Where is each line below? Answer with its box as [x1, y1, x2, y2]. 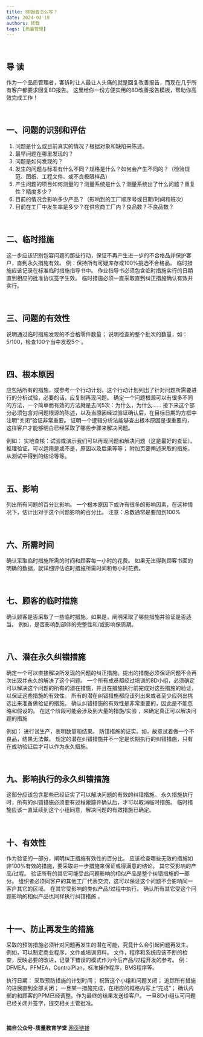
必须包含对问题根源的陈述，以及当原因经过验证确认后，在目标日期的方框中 [11, 409, 197, 416]
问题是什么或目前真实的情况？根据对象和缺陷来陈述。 [14, 142, 148, 149]
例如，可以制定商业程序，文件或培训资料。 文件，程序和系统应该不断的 [6, 949, 182, 956]
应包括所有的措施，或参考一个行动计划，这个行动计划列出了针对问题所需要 [6, 387, 192, 394]
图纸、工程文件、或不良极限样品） [25, 172, 111, 180]
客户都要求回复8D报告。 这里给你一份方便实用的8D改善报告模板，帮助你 [11, 86, 192, 94]
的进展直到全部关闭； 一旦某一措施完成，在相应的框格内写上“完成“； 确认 [6, 984, 189, 991]
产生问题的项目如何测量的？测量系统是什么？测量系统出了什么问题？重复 [14, 180, 195, 187]
